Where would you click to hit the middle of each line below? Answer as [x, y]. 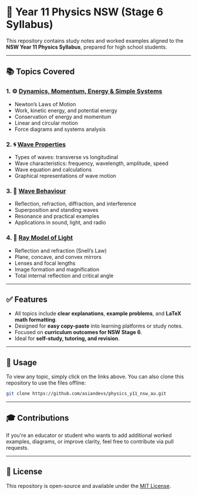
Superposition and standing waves [56, 210]
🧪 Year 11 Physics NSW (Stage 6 [85, 12]
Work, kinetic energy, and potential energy [66, 110]
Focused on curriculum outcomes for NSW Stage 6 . [78, 332]
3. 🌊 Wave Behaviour [36, 191]
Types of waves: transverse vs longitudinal [66, 157]
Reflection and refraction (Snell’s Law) [61, 250]
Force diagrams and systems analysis [60, 129]
